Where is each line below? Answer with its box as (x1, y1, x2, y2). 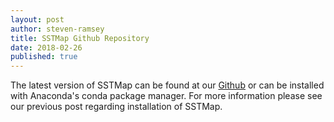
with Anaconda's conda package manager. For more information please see (10, 90, 323, 102)
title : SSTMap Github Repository (10, 33, 150, 43)
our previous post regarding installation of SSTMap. (10, 101, 223, 113)
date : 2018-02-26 (10, 42, 83, 53)
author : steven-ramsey (10, 24, 105, 34)
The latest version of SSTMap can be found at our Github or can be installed (10, 79, 325, 91)
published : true (10, 52, 78, 62)
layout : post (10, 14, 65, 25)
